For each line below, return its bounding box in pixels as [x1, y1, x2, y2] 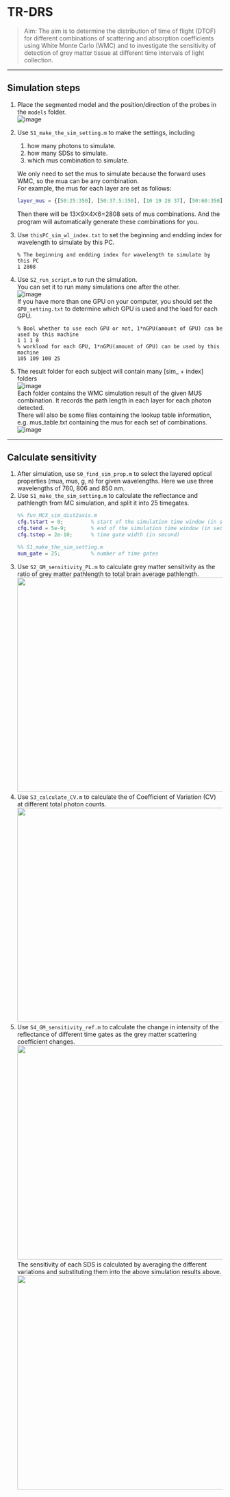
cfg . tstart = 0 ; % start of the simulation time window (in [16, 518, 217, 525]
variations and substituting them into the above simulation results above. [16, 1267, 222, 1276]
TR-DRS [7, 4, 53, 20]
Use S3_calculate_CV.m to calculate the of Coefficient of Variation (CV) [16, 793, 217, 801]
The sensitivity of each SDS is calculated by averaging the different [16, 1260, 207, 1269]
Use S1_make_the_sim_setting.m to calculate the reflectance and [16, 492, 199, 500]
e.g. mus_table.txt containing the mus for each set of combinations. [16, 418, 207, 426]
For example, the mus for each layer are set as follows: [16, 184, 172, 192]
